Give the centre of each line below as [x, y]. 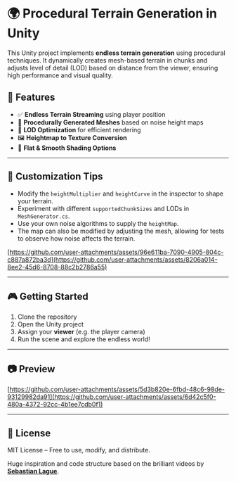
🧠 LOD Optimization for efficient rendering [79, 129]
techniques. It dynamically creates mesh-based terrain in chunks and [107, 60]
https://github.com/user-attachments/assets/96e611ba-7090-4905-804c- [117, 252]
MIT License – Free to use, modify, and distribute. [79, 450]
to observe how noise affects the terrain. [76, 238]
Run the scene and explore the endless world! [84, 339]
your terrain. [35, 201]
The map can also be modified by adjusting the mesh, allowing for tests [121, 231]
